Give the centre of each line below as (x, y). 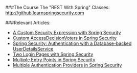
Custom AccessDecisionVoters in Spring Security (64, 38)
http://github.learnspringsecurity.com (45, 13)
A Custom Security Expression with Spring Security (67, 32)
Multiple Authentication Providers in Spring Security (67, 65)
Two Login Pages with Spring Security (53, 54)
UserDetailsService (33, 49)
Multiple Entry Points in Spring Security (54, 60)
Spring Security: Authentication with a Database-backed (72, 43)
